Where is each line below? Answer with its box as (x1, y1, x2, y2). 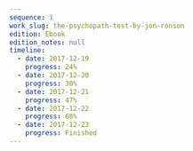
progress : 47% (25, 95, 77, 105)
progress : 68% (25, 112, 77, 121)
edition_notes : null (9, 37, 86, 47)
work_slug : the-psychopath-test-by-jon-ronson (9, 21, 185, 30)
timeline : (9, 46, 46, 55)
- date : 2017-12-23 (17, 121, 90, 130)
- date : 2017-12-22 (17, 104, 90, 113)
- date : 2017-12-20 (17, 71, 90, 80)
